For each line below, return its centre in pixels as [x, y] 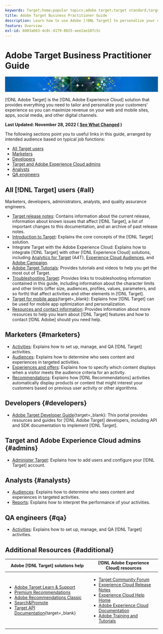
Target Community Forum [124, 580]
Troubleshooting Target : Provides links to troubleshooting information [81, 278]
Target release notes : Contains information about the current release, [81, 216]
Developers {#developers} [46, 403]
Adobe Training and [118, 616]
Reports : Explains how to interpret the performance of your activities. [81, 502]
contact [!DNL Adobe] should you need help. [57, 320]
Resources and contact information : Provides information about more [81, 309]
